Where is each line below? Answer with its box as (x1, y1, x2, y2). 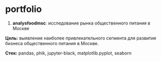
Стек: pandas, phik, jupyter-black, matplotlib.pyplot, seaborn (5, 50, 132, 56)
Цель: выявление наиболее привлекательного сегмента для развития (5, 35, 156, 41)
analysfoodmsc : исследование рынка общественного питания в (12, 20, 150, 26)
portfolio (5, 3, 42, 15)
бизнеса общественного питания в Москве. (5, 40, 99, 46)
